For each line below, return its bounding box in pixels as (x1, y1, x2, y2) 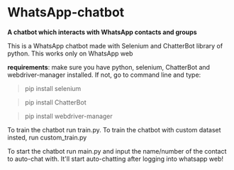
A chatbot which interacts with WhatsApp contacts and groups (7, 28, 197, 36)
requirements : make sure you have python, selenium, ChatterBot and (7, 63, 211, 71)
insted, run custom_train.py (7, 133, 87, 142)
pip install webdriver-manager (24, 112, 113, 120)
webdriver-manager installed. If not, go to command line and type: (7, 70, 201, 79)
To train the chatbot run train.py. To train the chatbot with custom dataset (7, 125, 221, 134)
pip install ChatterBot (24, 97, 87, 107)
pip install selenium (24, 84, 82, 92)
